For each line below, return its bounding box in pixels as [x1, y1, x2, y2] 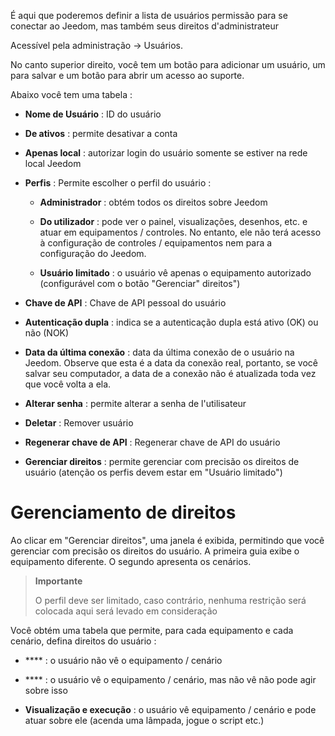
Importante [34, 575, 83, 587]
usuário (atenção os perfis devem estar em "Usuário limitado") [24, 466, 283, 478]
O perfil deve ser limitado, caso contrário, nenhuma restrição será [34, 594, 307, 606]
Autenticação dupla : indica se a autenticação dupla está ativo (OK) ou [24, 316, 319, 328]
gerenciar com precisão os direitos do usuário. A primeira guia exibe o [10, 545, 300, 557]
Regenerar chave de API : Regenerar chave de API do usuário [24, 436, 281, 448]
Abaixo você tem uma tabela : [10, 89, 133, 100]
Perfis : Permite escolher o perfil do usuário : [24, 177, 212, 189]
